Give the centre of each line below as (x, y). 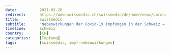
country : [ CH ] (27, 33)
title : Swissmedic (34, 19)
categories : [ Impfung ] (33, 38)
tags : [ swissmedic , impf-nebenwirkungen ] (60, 43)
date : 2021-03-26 (34, 10)
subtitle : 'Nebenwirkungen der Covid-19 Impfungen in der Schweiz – (85, 24)
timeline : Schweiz (31, 29)
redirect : (16, 15)
